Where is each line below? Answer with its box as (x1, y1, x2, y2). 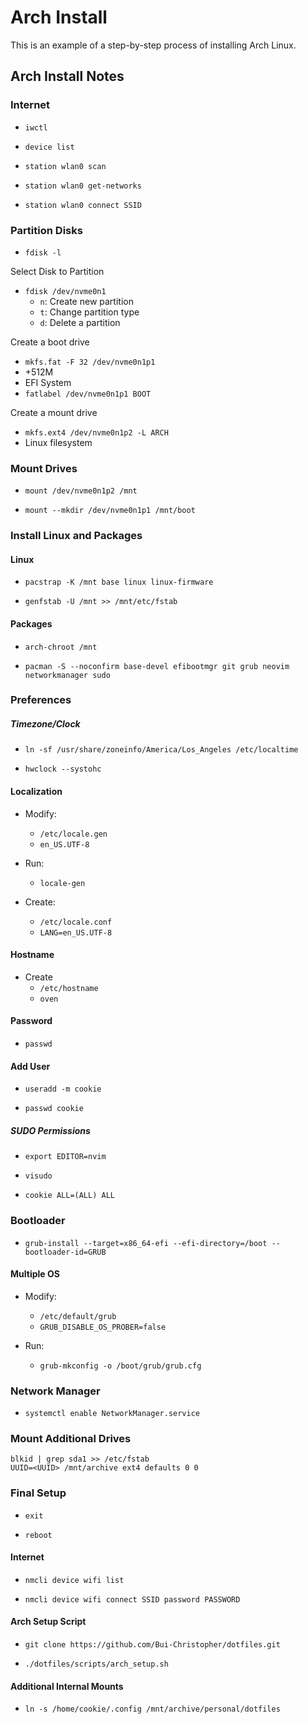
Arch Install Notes (10, 68, 125, 85)
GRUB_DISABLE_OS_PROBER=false (39, 1322, 167, 1332)
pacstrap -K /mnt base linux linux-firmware (24, 577, 214, 588)
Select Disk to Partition (10, 265, 105, 277)
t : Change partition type (39, 306, 140, 318)
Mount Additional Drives (10, 1431, 132, 1445)
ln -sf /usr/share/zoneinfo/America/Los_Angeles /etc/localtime (24, 745, 299, 755)
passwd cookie (24, 1104, 84, 1114)
